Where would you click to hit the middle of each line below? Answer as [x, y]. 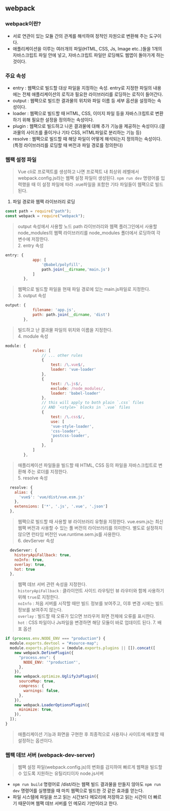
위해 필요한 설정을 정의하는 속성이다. [58, 120]
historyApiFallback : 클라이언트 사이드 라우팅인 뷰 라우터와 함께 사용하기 [91, 591]
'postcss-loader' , [70, 436]
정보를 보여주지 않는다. [40, 610]
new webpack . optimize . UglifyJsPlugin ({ [57, 677]
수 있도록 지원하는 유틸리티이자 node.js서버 [61, 773]
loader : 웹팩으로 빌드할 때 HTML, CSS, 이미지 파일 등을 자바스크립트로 [83, 113]
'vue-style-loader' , [72, 426]
